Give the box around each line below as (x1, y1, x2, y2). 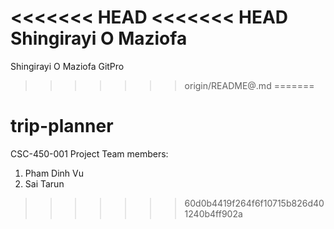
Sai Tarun (24, 177, 65, 190)
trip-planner (10, 115, 114, 138)
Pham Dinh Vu (24, 167, 84, 179)
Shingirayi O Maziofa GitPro (10, 60, 125, 72)
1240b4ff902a (184, 207, 243, 220)
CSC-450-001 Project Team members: (10, 147, 169, 160)
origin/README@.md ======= (184, 79, 315, 91)
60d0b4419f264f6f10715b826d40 (184, 197, 325, 209)
